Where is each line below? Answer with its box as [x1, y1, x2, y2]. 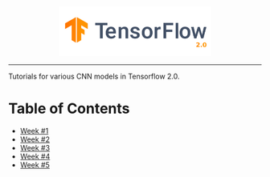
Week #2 [19, 135, 51, 144]
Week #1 [19, 126, 49, 135]
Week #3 [19, 143, 51, 152]
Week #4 [19, 151, 51, 161]
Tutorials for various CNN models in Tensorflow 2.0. [8, 71, 180, 81]
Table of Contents [8, 99, 130, 118]
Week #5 [19, 159, 50, 170]
